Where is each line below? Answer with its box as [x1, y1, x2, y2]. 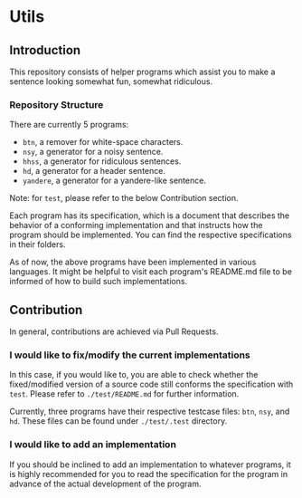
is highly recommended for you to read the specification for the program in [9, 468, 288, 479]
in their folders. [9, 239, 66, 250]
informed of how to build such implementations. [9, 276, 188, 287]
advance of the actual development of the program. [9, 478, 202, 489]
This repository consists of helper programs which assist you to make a [9, 66, 276, 77]
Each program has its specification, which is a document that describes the [9, 210, 290, 221]
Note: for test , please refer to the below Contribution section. [9, 193, 239, 204]
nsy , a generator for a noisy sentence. [22, 147, 164, 158]
